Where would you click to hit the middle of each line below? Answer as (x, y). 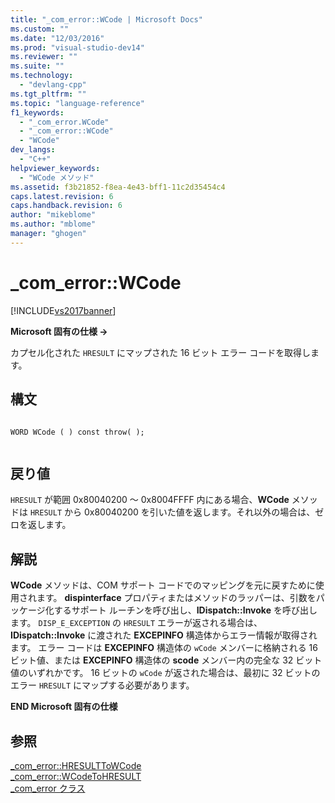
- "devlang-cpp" (53, 85)
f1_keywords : (37, 112)
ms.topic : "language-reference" (77, 103)
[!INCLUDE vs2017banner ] (63, 310)
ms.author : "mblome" (53, 224)
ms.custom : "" (40, 29)
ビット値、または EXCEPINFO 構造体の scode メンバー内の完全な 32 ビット (166, 660)
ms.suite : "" (37, 66)
